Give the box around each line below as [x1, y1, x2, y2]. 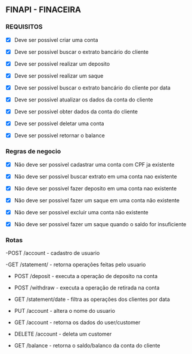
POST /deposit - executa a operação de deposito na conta [14, 273, 158, 280]
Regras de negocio [5, 147, 61, 156]
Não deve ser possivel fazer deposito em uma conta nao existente [14, 184, 177, 192]
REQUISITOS [5, 23, 43, 31]
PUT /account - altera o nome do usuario [14, 307, 116, 315]
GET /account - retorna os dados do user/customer [14, 319, 141, 326]
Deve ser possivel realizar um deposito [14, 60, 110, 67]
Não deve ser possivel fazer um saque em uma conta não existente [14, 196, 180, 204]
